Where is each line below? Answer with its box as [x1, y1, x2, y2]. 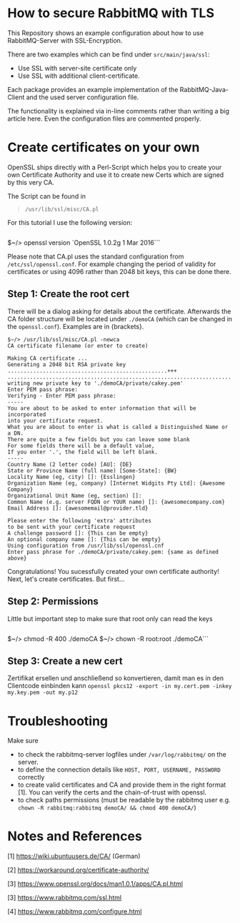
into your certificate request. [7, 417, 104, 424]
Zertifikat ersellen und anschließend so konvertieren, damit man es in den [7, 674, 224, 682]
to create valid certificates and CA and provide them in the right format [17, 780, 226, 790]
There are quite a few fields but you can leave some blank [7, 435, 191, 443]
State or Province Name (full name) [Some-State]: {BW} [7, 467, 177, 474]
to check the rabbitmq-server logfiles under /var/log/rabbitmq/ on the [17, 750, 226, 759]
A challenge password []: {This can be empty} [7, 530, 149, 537]
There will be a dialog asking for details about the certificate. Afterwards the [7, 307, 231, 316]
